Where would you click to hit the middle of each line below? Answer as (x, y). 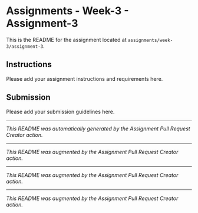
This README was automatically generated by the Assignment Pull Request (98, 129)
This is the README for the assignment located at (66, 40)
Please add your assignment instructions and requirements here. (85, 78)
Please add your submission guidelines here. (60, 112)
